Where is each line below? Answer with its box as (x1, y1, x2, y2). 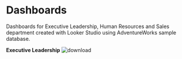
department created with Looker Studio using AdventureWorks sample (6, 29, 177, 36)
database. (6, 35, 31, 42)
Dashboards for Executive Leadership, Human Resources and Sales (6, 23, 170, 30)
